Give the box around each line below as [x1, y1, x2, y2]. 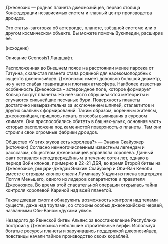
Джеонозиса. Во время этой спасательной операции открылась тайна [5, 181, 157, 188]
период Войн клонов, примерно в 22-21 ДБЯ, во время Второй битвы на [5, 160, 161, 166]
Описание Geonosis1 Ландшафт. [5, 55, 74, 61]
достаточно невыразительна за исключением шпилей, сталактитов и [5, 102, 154, 108]
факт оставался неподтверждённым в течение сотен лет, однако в [5, 155, 149, 161]
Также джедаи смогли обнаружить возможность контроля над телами [5, 197, 158, 203]
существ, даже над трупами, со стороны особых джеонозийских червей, [5, 202, 163, 208]
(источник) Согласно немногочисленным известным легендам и [5, 144, 145, 150]
